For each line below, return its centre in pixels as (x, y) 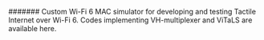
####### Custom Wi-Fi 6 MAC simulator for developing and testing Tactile (132, 12)
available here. (32, 28)
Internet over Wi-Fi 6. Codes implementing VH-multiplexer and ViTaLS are (130, 20)
